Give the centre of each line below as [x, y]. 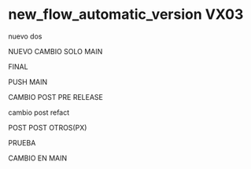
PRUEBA [22, 142]
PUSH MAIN [28, 82]
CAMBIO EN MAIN [38, 158]
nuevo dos [25, 36]
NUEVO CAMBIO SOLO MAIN [55, 51]
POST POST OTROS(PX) [48, 127]
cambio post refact [39, 112]
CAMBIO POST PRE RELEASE [56, 97]
